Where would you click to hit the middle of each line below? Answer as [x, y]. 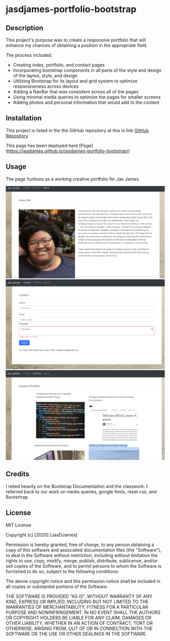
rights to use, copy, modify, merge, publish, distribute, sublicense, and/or [82, 560]
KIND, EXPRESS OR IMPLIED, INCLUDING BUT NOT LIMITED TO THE [77, 602]
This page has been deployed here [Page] [49, 145]
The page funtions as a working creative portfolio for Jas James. [73, 179]
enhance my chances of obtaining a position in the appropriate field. [77, 45]
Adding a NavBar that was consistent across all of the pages [76, 92]
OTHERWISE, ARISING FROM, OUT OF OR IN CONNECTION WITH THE [79, 628]
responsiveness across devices [46, 86]
